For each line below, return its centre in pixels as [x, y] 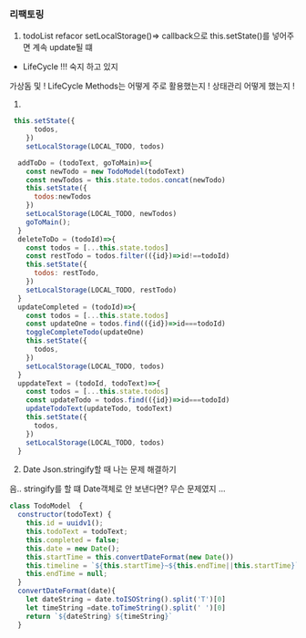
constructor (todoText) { [65, 515]
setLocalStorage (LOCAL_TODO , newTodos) [102, 214]
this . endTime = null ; [66, 574]
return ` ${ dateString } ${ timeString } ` [99, 616]
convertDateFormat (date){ [67, 591]
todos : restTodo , [66, 273]
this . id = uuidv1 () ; [65, 523]
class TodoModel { [46, 506]
